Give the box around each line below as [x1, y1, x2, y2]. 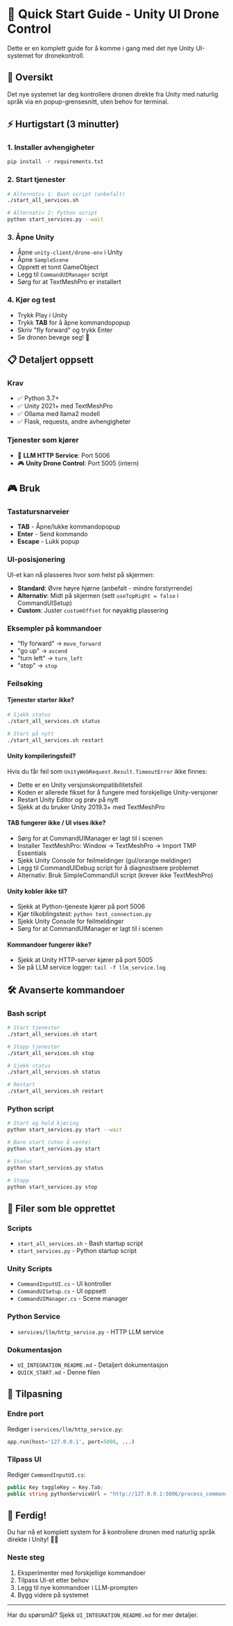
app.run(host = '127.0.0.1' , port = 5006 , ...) [7, 1438, 135, 1445]
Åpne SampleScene [17, 256, 69, 264]
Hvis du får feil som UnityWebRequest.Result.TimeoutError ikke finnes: [7, 767, 208, 775]
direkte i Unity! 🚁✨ [7, 1535, 59, 1544]
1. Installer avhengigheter [7, 142, 95, 152]
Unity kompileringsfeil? [7, 752, 76, 760]
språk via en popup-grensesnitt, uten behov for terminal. [7, 97, 169, 106]
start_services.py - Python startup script [17, 1247, 137, 1255]
